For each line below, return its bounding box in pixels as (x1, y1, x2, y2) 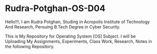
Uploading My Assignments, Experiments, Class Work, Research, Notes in (5, 38, 152, 44)
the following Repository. (5, 43, 55, 49)
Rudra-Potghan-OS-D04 (5, 3, 105, 14)
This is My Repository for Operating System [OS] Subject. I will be (5, 33, 136, 39)
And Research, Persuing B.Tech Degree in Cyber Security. (5, 24, 121, 29)
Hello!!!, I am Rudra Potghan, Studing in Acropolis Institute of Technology (5, 19, 150, 25)
